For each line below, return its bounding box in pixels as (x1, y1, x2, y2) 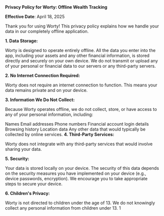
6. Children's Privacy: (5, 190, 50, 196)
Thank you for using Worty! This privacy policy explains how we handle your (5, 23, 159, 29)
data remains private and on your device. (5, 87, 88, 93)
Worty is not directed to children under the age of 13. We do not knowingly (5, 200, 155, 206)
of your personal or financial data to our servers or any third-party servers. (5, 63, 156, 69)
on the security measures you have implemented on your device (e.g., (5, 170, 146, 176)
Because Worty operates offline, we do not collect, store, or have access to (5, 107, 157, 112)
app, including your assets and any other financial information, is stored (5, 53, 150, 58)
